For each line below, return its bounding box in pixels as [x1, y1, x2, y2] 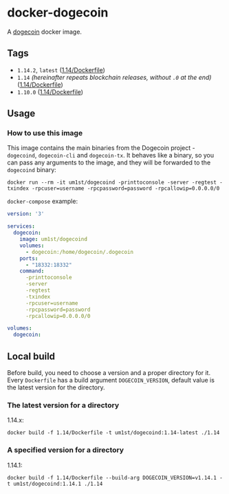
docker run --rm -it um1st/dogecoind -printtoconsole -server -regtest [7, 179, 217, 186]
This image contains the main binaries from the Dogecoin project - [7, 144, 195, 152]
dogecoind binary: [7, 166, 56, 174]
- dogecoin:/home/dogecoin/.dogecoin [25, 248, 134, 255]
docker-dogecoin [7, 5, 109, 21]
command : [19, 268, 45, 275]
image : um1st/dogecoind [19, 236, 88, 243]
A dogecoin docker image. [7, 28, 83, 36]
